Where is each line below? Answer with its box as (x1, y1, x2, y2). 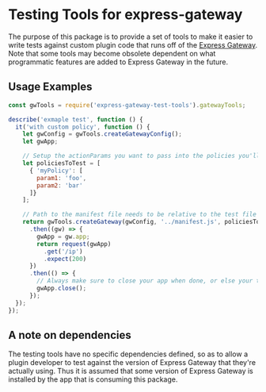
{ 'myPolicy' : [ (28, 167, 83, 175)
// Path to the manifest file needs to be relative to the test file (22, 210, 257, 219)
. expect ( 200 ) (43, 255, 87, 263)
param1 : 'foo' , (36, 174, 87, 182)
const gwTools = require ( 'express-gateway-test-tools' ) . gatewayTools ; (8, 101, 246, 109)
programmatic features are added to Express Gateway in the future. (8, 57, 229, 67)
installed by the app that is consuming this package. (8, 375, 178, 384)
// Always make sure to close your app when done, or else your (36, 277, 253, 285)
